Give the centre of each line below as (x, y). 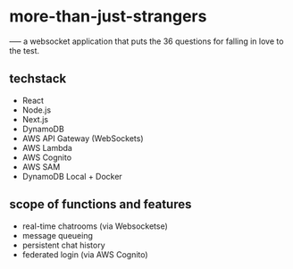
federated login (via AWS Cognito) (85, 254)
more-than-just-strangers (108, 17)
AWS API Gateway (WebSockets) (83, 138)
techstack (38, 79)
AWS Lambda (47, 147)
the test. (25, 50)
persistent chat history (63, 245)
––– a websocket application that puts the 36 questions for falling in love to (146, 41)
